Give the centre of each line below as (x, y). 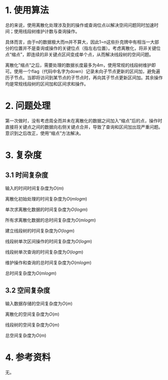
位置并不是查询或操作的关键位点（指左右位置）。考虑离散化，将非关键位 (87, 48)
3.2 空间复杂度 (28, 290)
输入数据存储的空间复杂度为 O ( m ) (39, 303)
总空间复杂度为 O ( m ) (26, 335)
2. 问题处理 (28, 106)
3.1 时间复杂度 (27, 175)
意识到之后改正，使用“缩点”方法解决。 (44, 133)
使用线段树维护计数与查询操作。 (47, 31)
